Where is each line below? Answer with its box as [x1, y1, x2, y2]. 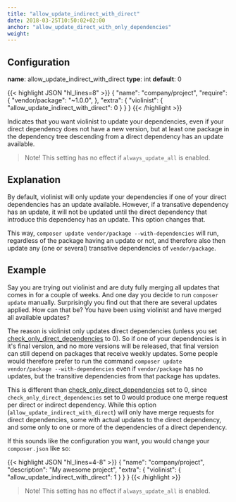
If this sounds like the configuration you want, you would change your [7, 436, 210, 445]
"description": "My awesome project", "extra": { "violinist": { [7, 465, 182, 474]
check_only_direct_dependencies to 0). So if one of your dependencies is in [7, 334, 227, 342]
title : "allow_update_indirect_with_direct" [7, 10, 140, 18]
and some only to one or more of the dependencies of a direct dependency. [7, 423, 228, 431]
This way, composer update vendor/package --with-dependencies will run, [7, 229, 219, 237]
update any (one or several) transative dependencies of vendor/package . [7, 244, 216, 252]
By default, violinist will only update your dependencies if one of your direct [7, 192, 227, 201]
